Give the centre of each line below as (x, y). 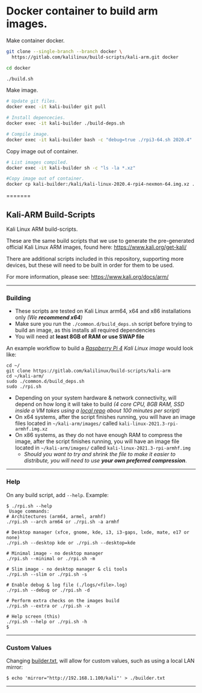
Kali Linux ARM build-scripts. (42, 229)
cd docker (19, 68)
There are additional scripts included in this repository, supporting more (95, 259)
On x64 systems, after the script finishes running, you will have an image (105, 417)
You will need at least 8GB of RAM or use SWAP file (80, 337)
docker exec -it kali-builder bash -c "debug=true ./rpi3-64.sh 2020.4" (99, 139)
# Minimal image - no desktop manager (55, 553)
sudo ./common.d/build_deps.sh (45, 382)
